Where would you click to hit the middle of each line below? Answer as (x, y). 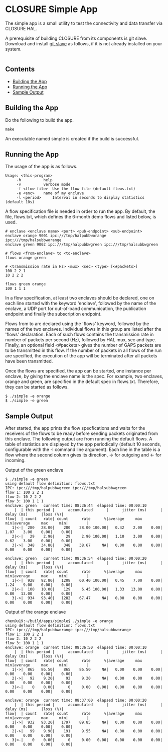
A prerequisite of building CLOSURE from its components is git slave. (76, 38)
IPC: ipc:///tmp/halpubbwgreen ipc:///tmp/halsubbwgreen (66, 488)
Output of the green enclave (34, 470)
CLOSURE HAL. (21, 28)
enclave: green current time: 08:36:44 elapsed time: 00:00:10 (76, 506)
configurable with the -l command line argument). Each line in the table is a (83, 449)
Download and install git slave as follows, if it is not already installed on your (84, 43)
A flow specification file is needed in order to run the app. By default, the (80, 211)
